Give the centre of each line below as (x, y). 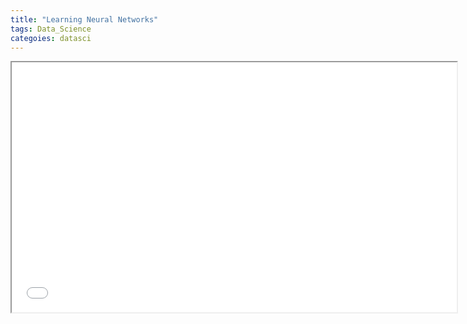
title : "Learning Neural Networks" (84, 19)
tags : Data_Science (51, 29)
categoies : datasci (51, 38)
